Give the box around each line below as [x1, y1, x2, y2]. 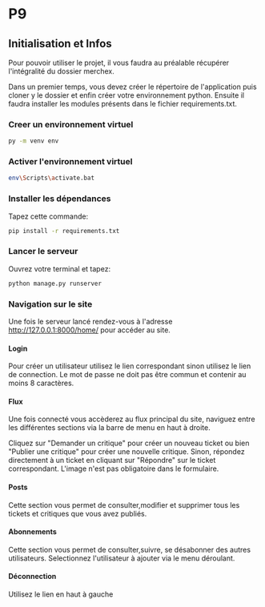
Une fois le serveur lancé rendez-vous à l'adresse [8, 316, 173, 326]
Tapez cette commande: [8, 211, 89, 221]
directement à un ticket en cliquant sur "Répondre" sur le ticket [8, 456, 216, 465]
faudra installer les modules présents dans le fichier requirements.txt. [8, 99, 238, 108]
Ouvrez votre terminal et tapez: [8, 263, 110, 273]
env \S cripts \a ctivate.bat [8, 174, 94, 183]
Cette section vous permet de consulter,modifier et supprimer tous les [8, 500, 240, 509]
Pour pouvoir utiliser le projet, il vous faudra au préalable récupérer [8, 58, 230, 67]
